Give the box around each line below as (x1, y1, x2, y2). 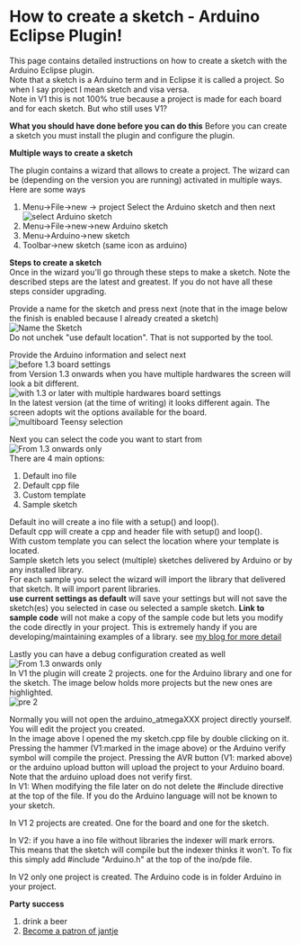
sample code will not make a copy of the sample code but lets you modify (9, 612, 284, 623)
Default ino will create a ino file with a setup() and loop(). (9, 516, 219, 527)
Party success (9, 898, 65, 909)
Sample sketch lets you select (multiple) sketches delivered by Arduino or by (9, 554, 293, 565)
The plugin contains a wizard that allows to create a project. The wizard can (9, 165, 290, 175)
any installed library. (9, 564, 84, 575)
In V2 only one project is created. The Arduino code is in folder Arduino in (9, 871, 281, 882)
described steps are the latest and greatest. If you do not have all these (9, 276, 273, 287)
